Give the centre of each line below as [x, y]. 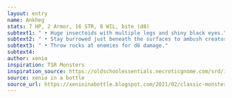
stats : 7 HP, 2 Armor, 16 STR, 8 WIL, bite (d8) [78, 26]
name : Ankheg [26, 20]
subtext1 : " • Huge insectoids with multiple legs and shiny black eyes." [117, 33]
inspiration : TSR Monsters [46, 65]
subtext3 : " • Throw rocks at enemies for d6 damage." [88, 46]
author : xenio [28, 59]
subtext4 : [21, 52]
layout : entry [28, 13]
